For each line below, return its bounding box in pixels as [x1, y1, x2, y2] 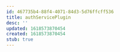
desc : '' [6, 20, 28, 26]
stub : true [6, 36, 34, 42]
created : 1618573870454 [6, 31, 66, 37]
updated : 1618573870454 [6, 25, 66, 32]
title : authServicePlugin [6, 14, 71, 20]
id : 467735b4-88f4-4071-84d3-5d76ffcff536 [6, 8, 114, 15]
